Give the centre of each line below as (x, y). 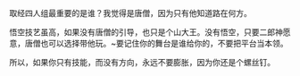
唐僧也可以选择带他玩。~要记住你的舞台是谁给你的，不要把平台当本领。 (156, 43)
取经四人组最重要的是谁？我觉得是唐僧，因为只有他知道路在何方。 (130, 13)
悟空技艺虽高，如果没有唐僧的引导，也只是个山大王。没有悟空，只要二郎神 (146, 32)
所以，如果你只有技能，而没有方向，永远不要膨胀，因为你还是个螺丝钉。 (142, 62)
